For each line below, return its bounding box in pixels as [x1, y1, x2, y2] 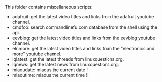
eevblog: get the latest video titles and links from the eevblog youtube [12, 35, 155, 41]
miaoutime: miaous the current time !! [12, 72, 89, 78]
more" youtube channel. [12, 51, 62, 57]
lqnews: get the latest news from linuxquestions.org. [12, 62, 119, 67]
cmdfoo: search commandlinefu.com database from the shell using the [12, 24, 158, 30]
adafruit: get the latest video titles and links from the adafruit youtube [12, 14, 154, 19]
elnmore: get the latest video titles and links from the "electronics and [12, 46, 155, 51]
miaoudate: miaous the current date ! [12, 67, 88, 73]
